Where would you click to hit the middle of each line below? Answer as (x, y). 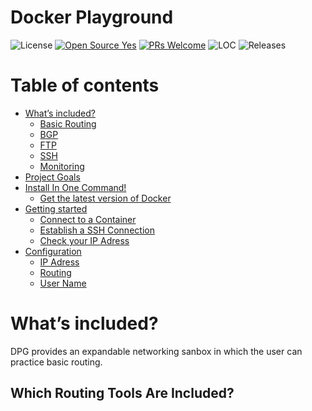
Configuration (53, 251)
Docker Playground (92, 17)
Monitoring (62, 166)
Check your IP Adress (84, 240)
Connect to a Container (88, 219)
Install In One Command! (75, 187)
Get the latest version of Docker (105, 198)
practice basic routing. (56, 362)
